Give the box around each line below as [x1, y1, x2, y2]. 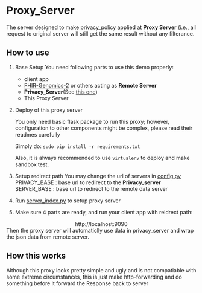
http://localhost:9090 [75, 220, 128, 227]
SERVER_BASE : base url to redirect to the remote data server [14, 185, 168, 192]
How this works [6, 251, 66, 261]
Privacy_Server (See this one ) [24, 88, 98, 95]
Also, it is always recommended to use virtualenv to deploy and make [14, 154, 190, 161]
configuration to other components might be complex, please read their [14, 124, 193, 132]
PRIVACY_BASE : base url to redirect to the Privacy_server [14, 179, 161, 186]
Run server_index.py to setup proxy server [14, 197, 121, 204]
